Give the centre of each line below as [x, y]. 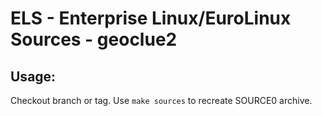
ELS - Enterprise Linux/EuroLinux [151, 18]
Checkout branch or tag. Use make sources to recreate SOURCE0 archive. [161, 100]
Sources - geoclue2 [94, 39]
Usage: [33, 76]
